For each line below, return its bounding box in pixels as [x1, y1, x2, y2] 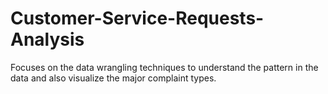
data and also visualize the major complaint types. [10, 72, 217, 84]
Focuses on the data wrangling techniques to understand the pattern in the [10, 61, 319, 73]
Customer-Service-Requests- [10, 7, 265, 30]
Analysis [10, 28, 85, 51]
